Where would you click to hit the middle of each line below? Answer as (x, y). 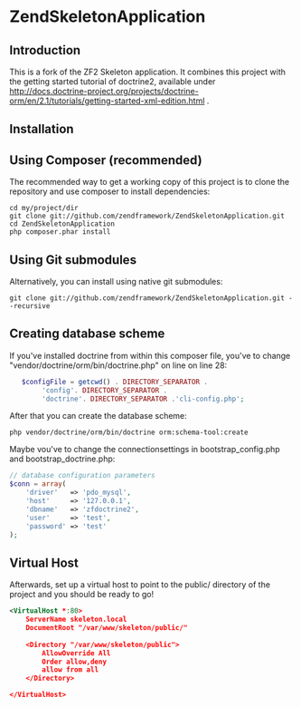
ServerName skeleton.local (76, 620)
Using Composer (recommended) (106, 160)
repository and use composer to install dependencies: (110, 191)
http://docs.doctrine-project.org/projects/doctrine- (104, 91)
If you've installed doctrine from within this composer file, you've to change (150, 355)
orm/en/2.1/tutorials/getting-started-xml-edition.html (107, 101)
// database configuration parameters (82, 476)
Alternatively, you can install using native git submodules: (116, 282)
